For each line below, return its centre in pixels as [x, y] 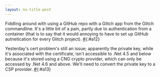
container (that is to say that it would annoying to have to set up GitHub [77, 34]
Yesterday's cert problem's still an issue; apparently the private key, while [79, 48]
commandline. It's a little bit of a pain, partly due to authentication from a [78, 29]
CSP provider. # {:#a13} [28, 69]
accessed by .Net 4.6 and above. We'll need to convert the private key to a [80, 64]
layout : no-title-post [28, 10]
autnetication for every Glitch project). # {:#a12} [53, 39]
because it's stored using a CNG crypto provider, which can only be [73, 58]
